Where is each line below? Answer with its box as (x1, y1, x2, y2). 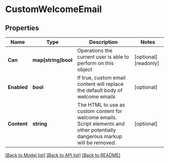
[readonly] (134, 60, 159, 67)
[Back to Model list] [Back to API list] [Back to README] (5, 152, 121, 158)
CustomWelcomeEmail (5, 4, 102, 15)
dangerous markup (77, 133, 122, 140)
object (77, 66, 93, 73)
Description (89, 39, 118, 45)
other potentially (77, 127, 116, 133)
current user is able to (77, 53, 129, 60)
